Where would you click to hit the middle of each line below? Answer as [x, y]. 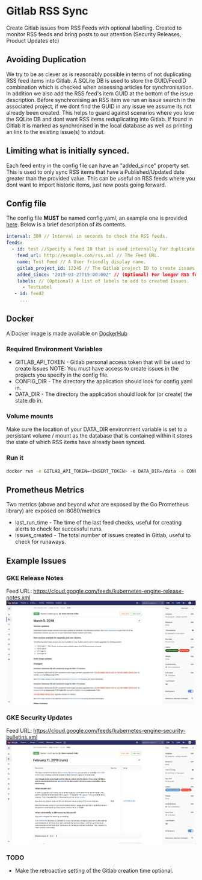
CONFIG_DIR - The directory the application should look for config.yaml [104, 381]
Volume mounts [30, 416]
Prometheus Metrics [45, 490]
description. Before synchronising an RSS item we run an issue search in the [101, 100]
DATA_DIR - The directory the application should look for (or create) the [103, 394]
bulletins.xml [22, 737]
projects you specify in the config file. [62, 375]
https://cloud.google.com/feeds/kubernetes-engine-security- [109, 731]
